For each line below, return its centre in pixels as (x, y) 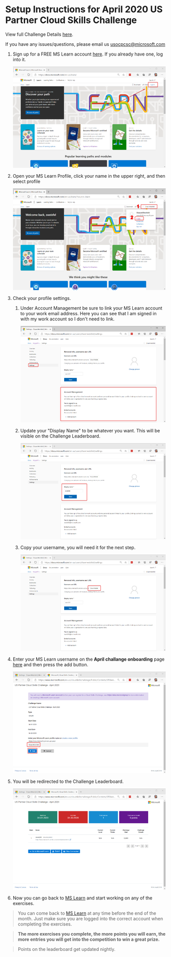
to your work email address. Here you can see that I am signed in (88, 313)
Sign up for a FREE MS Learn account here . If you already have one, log (88, 54)
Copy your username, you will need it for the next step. (78, 548)
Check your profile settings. (42, 298)
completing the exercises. (45, 924)
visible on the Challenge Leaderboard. (60, 436)
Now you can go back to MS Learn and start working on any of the (82, 898)
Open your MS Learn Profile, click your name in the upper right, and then (89, 176)
